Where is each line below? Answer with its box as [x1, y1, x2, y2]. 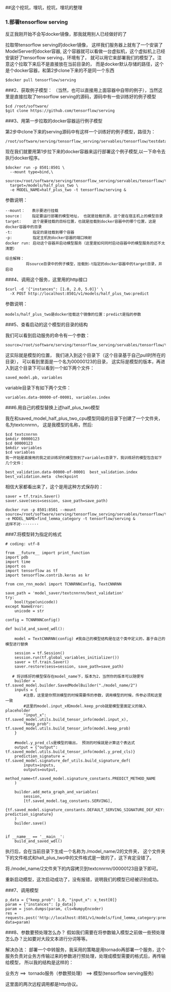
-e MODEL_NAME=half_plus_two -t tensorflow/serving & [10, 187, 126, 193]
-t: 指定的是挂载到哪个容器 [5, 230, 75, 235]
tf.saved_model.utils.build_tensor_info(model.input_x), [5, 717, 129, 722]
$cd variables [5, 450, 36, 455]
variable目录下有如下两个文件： [5, 385, 71, 391]
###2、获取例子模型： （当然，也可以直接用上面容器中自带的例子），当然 [5, 87, 159, 93]
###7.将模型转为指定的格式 [5, 531, 62, 537]
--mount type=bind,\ [10, 170, 53, 175]
